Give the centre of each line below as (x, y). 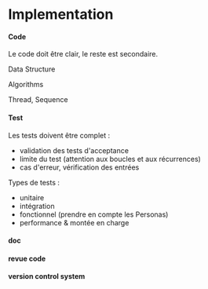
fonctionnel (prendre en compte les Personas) (94, 214)
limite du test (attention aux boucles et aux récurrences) (110, 159)
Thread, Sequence (38, 100)
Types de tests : (34, 182)
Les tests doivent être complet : (59, 135)
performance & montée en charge (74, 222)
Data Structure (32, 69)
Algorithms (26, 85)
